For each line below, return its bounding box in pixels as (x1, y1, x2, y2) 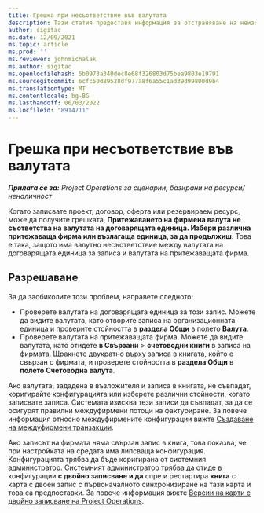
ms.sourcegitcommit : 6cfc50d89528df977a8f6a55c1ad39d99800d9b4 (8, 77, 220, 85)
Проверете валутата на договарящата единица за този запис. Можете (19, 307, 256, 317)
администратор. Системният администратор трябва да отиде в (8, 463, 222, 472)
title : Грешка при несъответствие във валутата (8, 11, 167, 20)
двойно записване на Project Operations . (8, 496, 145, 505)
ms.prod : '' (8, 48, 47, 56)
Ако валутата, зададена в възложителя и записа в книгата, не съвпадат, (8, 380, 251, 390)
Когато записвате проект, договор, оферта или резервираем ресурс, (8, 206, 241, 216)
